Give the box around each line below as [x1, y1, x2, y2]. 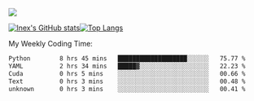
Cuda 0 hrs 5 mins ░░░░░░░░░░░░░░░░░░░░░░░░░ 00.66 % [8, 69, 246, 77]
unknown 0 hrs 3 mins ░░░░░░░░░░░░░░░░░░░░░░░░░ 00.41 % [8, 85, 246, 93]
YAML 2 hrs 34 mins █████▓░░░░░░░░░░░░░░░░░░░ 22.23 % [8, 62, 246, 70]
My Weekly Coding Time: [8, 39, 94, 48]
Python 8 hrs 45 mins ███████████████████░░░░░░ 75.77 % [8, 55, 246, 63]
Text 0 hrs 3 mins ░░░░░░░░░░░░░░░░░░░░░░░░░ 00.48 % [8, 77, 246, 86]
